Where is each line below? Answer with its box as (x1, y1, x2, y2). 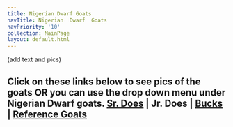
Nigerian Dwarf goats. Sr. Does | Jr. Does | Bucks (7, 97, 223, 109)
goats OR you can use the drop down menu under (7, 87, 226, 98)
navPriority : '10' (7, 23, 61, 30)
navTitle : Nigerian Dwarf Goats (7, 17, 108, 24)
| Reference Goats (7, 108, 88, 120)
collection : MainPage (7, 29, 70, 37)
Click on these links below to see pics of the (7, 75, 201, 87)
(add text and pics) (7, 55, 61, 63)
